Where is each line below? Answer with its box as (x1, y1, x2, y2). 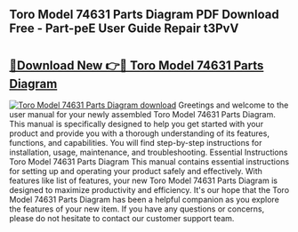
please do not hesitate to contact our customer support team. (9, 213, 235, 223)
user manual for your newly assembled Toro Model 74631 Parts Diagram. (9, 109, 276, 119)
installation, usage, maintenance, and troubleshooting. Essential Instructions (9, 147, 288, 157)
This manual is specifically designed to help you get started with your (9, 119, 264, 129)
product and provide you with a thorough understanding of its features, (9, 128, 270, 139)
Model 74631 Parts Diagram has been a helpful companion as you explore (9, 195, 280, 204)
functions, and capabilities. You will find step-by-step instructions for (9, 138, 262, 148)
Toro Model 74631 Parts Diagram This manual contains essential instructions (9, 156, 290, 167)
